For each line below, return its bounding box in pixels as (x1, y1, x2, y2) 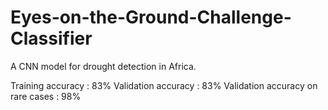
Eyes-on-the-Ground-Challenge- (10, 6, 292, 29)
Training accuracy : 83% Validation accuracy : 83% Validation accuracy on (10, 79, 318, 91)
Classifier (10, 27, 93, 50)
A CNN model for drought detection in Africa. (10, 60, 197, 72)
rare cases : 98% (10, 90, 82, 102)
